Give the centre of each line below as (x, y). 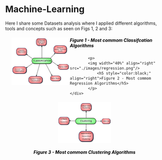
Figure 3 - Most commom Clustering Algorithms (85, 152)
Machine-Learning (45, 9)
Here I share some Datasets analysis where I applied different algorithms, (81, 23)
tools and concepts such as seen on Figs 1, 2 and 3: (59, 28)
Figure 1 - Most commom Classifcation (111, 40)
